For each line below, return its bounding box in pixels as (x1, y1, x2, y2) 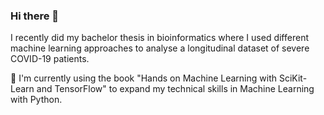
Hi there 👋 (10, 9, 60, 23)
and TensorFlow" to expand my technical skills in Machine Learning (36, 83, 315, 95)
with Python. (10, 94, 63, 106)
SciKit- (278, 72, 308, 84)
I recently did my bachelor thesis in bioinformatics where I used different (10, 32, 309, 44)
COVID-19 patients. (10, 53, 90, 65)
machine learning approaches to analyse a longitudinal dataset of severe (10, 42, 310, 54)
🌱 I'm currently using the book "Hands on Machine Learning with (10, 72, 277, 84)
